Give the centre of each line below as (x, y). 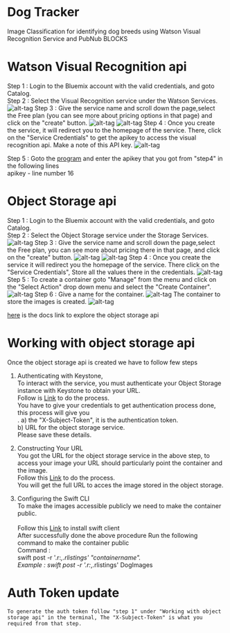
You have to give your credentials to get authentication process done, (116, 405)
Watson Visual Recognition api (97, 67)
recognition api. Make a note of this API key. (70, 145)
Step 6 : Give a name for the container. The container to (127, 294)
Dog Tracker (43, 12)
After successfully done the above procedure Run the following (107, 535)
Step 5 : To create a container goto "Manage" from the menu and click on (112, 279)
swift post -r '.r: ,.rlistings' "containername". (79, 557)
